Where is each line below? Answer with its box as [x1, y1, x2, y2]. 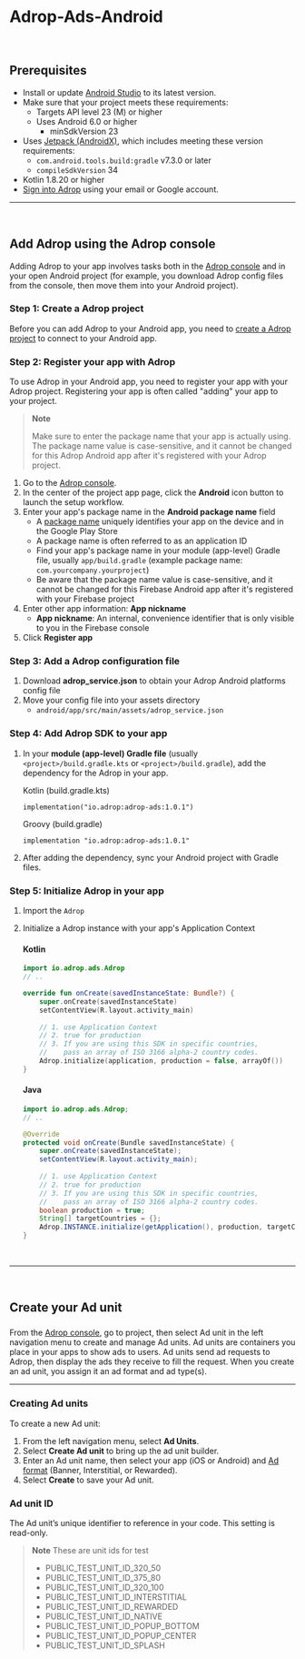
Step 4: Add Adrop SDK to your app [9, 727, 168, 740]
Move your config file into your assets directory [22, 694, 201, 706]
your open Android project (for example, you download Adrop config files [9, 270, 284, 281]
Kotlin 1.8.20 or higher [22, 174, 105, 185]
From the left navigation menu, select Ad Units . [22, 1435, 200, 1446]
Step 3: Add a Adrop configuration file [9, 655, 180, 668]
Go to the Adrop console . [22, 478, 117, 489]
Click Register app [22, 632, 93, 643]
